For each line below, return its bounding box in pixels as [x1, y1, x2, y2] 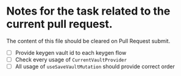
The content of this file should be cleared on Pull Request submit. [6, 37, 171, 44]
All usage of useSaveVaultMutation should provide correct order [15, 63, 175, 71]
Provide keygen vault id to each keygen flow [15, 49, 127, 56]
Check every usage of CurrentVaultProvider [15, 56, 127, 63]
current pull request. [6, 17, 113, 31]
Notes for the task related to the [6, 4, 171, 18]
